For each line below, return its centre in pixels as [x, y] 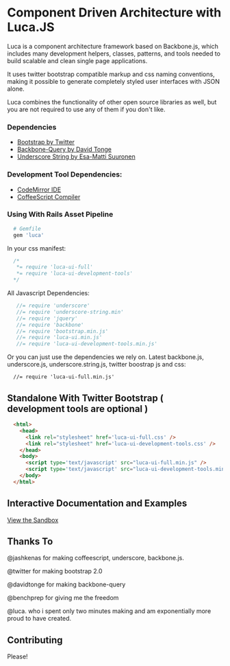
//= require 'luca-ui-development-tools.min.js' [87, 344]
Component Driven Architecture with [114, 13]
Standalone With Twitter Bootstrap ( [86, 398]
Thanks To [30, 541]
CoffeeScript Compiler [49, 196]
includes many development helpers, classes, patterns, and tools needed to [114, 54]
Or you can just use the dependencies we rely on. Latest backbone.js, [105, 357]
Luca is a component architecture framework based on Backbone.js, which [113, 46]
